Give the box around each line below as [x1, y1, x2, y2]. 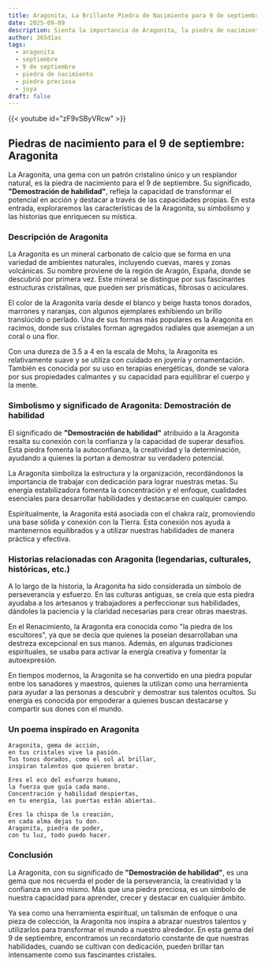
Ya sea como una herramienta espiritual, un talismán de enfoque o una [8, 908, 238, 917]
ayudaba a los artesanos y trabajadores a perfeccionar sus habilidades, [8, 598, 241, 607]
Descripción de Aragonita [8, 231, 109, 242]
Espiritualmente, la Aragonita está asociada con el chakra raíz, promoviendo [8, 509, 256, 518]
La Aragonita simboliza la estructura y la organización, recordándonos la [8, 468, 244, 478]
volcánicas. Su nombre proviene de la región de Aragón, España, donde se [8, 266, 252, 276]
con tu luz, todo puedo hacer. [8, 831, 111, 840]
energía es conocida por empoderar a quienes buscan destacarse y [8, 696, 229, 705]
